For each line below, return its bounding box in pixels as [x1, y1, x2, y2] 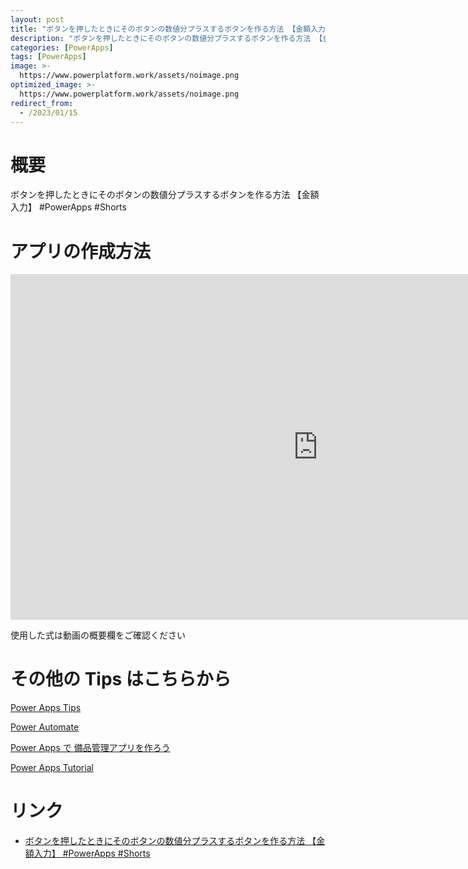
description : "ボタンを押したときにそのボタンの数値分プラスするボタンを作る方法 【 [10, 33, 323, 43]
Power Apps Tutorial [10, 762, 94, 774]
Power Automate [10, 721, 80, 733]
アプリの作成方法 [10, 240, 152, 263]
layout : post [10, 14, 65, 25]
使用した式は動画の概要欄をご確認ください [10, 629, 186, 641]
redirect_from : [10, 98, 74, 108]
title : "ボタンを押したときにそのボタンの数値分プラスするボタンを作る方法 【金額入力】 [10, 24, 333, 34]
